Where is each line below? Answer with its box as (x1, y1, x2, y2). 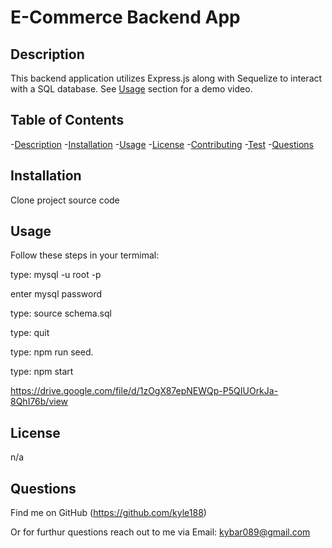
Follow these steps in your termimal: (10, 249, 160, 261)
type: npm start (10, 366, 74, 378)
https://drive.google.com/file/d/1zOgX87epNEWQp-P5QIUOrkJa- (10, 385, 279, 397)
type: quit (10, 327, 50, 339)
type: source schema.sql (10, 307, 112, 320)
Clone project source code (10, 194, 120, 206)
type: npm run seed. (10, 346, 94, 358)
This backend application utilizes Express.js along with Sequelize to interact (10, 72, 323, 84)
